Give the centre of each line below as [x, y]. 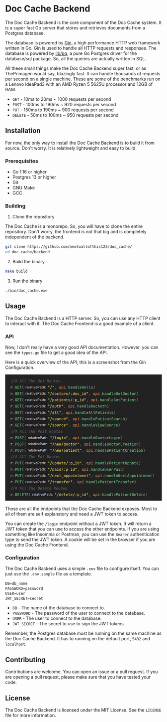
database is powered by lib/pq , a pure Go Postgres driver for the [71, 53]
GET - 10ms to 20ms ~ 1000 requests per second [62, 99]
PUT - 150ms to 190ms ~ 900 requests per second [63, 110]
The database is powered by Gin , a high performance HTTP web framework [83, 42]
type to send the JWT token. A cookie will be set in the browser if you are [80, 540]
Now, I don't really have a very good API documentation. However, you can [82, 347]
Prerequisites [22, 161]
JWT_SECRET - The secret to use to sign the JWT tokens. [69, 624]
